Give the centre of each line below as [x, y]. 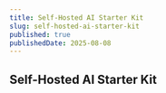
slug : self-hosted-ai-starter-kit [75, 26]
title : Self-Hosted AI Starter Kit [77, 18]
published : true [40, 34]
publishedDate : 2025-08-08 [60, 43]
